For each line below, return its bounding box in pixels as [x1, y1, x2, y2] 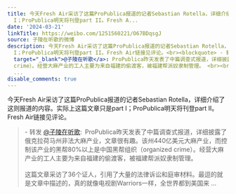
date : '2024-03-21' [7, 23, 65, 30]
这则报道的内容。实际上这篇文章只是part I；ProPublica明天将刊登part [7, 104, 207, 113]
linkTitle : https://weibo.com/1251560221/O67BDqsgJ [7, 29, 162, 37]
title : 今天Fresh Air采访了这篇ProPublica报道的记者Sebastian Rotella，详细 [7, 10, 221, 18]
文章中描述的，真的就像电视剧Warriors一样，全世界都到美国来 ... [30, 179, 217, 188]
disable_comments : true [7, 75, 77, 83]
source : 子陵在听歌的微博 [7, 36, 75, 43]
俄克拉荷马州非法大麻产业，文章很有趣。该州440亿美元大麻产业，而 [24, 137, 221, 145]
